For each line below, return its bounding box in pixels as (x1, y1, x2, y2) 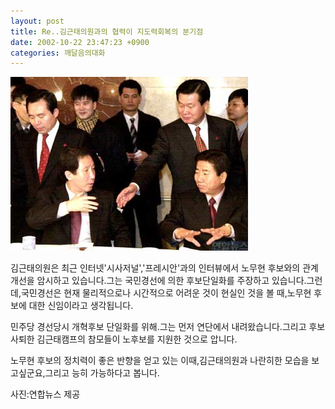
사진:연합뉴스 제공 (10, 388, 81, 400)
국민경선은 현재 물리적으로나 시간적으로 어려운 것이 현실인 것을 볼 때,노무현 (20, 287, 312, 299)
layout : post (10, 16, 65, 26)
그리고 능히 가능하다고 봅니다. (44, 367, 160, 379)
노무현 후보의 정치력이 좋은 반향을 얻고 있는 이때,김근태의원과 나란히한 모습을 (10, 355, 310, 367)
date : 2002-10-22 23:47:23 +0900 (10, 37, 150, 47)
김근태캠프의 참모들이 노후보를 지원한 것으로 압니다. (36, 333, 238, 345)
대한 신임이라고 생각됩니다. (28, 300, 134, 312)
